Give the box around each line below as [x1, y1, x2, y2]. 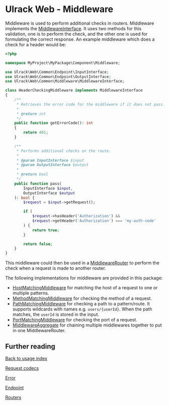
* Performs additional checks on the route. [16, 148, 112, 153]
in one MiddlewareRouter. [12, 328, 66, 334]
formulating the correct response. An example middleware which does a [5, 36, 155, 42]
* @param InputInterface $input [16, 157, 84, 163]
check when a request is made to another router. [5, 265, 106, 271]
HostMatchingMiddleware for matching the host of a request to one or [12, 285, 158, 291]
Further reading [5, 342, 55, 351]
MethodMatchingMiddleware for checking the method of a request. [12, 295, 152, 301]
